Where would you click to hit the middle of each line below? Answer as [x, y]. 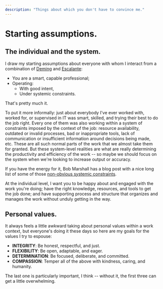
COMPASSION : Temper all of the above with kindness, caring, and [79, 261]
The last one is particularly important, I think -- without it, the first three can [81, 276]
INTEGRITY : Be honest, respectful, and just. [56, 246]
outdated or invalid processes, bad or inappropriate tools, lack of [70, 133]
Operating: [23, 83]
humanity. [22, 267]
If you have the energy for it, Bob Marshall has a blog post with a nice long [80, 168]
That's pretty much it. [27, 103]
